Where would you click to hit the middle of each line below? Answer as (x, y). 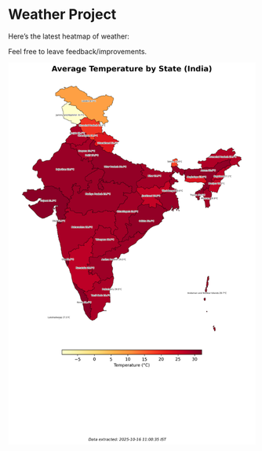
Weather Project (62, 15)
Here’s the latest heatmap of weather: (69, 36)
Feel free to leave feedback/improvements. (78, 51)
